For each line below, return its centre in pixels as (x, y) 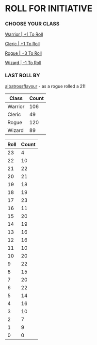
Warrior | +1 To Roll (24, 34)
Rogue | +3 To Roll (24, 53)
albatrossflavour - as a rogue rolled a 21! (45, 86)
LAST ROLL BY (23, 75)
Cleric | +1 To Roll (23, 44)
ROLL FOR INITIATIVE (49, 9)
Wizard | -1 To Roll (23, 63)
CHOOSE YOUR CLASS (32, 24)
